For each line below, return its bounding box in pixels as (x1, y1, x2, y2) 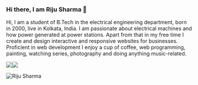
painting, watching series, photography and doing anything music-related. (6, 50, 187, 57)
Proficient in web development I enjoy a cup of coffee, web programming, (6, 44, 186, 51)
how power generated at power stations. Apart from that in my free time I (6, 31, 184, 38)
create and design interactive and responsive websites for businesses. (6, 38, 178, 45)
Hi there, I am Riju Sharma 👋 (6, 5, 87, 14)
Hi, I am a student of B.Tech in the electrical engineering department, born (6, 19, 187, 26)
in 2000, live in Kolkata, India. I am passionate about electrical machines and (6, 25, 192, 32)
